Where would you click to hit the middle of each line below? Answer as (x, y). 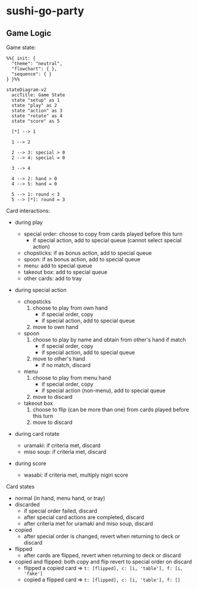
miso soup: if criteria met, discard (65, 452)
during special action (41, 290)
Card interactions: (28, 211)
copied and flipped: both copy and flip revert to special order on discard (103, 561)
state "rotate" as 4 (37, 116)
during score (30, 463)
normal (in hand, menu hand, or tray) (60, 498)
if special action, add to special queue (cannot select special (107, 240)
